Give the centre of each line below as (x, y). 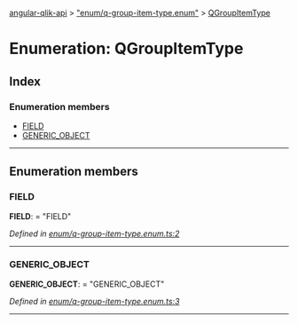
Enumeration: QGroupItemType (126, 49)
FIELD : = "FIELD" (40, 216)
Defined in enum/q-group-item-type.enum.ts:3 (94, 301)
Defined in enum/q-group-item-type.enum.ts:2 (94, 233)
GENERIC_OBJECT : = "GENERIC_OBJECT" (87, 284)
